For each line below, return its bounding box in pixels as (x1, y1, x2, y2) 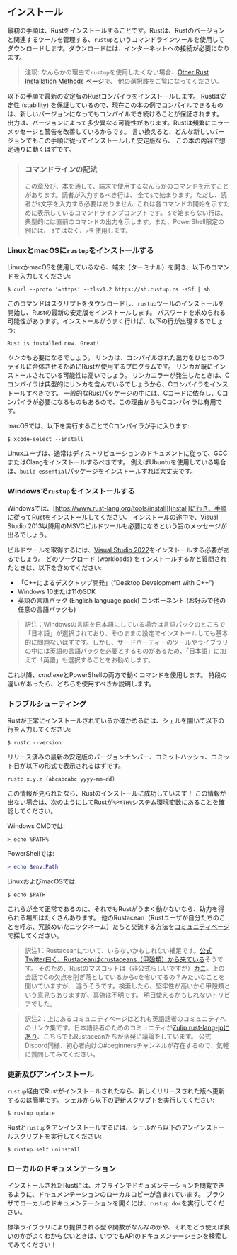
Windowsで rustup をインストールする (7, 486, 136, 496)
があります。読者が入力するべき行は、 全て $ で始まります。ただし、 (24, 191, 221, 199)
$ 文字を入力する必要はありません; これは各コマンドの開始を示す (37, 200, 224, 208)
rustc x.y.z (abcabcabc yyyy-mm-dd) (7, 776, 115, 783)
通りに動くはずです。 (13, 145, 76, 153)
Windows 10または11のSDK (17, 587, 96, 596)
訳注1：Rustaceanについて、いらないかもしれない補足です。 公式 (24, 946, 212, 954)
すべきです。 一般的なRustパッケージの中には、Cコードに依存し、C (25, 389, 222, 398)
